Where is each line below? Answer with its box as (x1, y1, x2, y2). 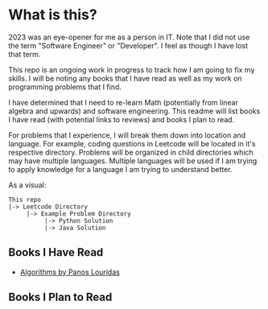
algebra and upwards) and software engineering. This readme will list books (8, 106, 261, 116)
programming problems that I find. (8, 82, 122, 92)
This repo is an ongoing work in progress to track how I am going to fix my (8, 64, 255, 74)
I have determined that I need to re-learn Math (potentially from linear (8, 97, 239, 107)
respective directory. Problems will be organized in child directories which (8, 147, 254, 157)
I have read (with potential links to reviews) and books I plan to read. (8, 114, 235, 124)
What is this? (8, 6, 98, 24)
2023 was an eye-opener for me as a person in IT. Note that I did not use (8, 32, 250, 42)
